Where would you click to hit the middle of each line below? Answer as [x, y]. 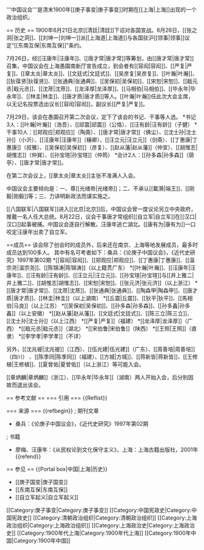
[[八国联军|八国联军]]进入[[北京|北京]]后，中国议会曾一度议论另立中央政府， [101, 209]
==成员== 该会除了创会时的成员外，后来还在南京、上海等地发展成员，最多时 [102, 245]
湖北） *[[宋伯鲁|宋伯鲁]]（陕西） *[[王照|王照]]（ [130, 329]
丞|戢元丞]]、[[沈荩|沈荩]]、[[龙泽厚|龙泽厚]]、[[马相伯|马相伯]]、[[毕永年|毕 [101, 89]
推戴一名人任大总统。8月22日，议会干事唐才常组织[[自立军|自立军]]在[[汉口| [101, 217]
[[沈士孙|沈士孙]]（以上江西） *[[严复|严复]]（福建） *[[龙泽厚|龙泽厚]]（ [97, 321]
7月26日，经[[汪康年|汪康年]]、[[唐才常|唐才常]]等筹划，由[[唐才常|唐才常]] [100, 58]
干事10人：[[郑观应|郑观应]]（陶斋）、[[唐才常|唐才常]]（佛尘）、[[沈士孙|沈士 [101, 132]
